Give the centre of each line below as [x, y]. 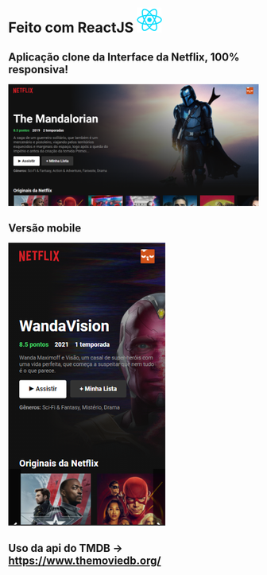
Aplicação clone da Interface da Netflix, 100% [124, 57]
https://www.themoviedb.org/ [85, 560]
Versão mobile [45, 228]
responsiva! [39, 70]
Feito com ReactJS [71, 28]
